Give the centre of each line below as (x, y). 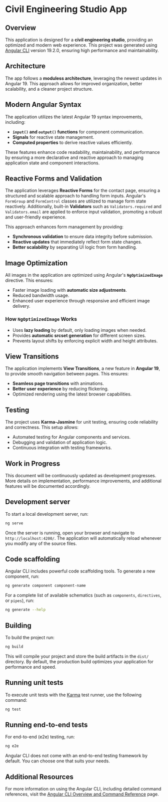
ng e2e (12, 746)
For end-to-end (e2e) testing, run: (40, 737)
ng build (14, 647)
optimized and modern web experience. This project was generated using (81, 45)
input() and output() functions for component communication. (78, 132)
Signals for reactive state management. (53, 137)
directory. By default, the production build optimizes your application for (79, 661)
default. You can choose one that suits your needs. (57, 761)
